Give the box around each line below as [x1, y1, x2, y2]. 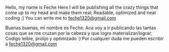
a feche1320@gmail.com [5, 41, 58, 47]
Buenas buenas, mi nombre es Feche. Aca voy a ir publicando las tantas [5, 25, 156, 31]
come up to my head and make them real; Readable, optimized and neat [5, 10, 156, 16]
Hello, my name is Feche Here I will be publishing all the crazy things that [5, 5, 159, 10]
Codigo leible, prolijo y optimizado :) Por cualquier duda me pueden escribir [5, 35, 164, 41]
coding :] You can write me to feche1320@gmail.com [5, 15, 116, 21]
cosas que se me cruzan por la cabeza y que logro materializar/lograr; [5, 30, 153, 36]
